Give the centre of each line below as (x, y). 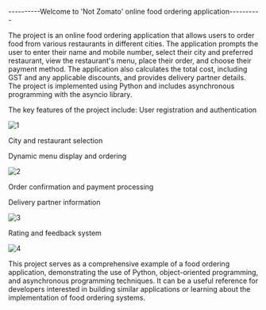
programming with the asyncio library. (70, 94)
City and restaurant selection (56, 141)
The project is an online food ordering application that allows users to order (131, 35)
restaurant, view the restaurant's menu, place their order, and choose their (130, 60)
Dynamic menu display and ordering (67, 156)
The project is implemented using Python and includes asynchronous (121, 86)
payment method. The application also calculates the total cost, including (128, 69)
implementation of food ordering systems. (77, 298)
